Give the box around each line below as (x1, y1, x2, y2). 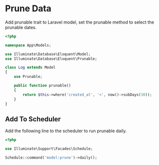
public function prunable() (14, 83, 71, 88)
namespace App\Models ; (5, 43, 51, 48)
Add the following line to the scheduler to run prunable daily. (5, 128, 127, 134)
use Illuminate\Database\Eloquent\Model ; (5, 52, 91, 56)
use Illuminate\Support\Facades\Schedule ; (5, 146, 93, 151)
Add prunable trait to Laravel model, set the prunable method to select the (5, 19, 154, 25)
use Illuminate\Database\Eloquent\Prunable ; (5, 56, 97, 61)
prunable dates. (5, 24, 37, 30)
